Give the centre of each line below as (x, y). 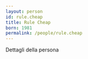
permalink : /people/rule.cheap (44, 33)
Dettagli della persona (32, 50)
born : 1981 (19, 28)
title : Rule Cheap (28, 22)
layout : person (24, 11)
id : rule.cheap (24, 17)
